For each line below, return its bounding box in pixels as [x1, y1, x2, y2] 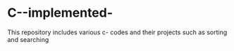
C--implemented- [7, 5, 113, 21]
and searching [7, 35, 49, 43]
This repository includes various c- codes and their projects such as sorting [7, 28, 228, 36]
